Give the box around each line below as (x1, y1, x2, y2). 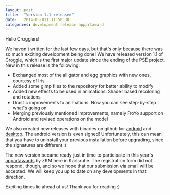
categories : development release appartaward (5, 22, 104, 27)
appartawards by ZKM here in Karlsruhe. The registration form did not (5, 158, 152, 164)
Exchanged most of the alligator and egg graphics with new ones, (12, 72, 151, 79)
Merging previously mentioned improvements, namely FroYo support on (12, 110, 163, 116)
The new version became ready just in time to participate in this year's (5, 152, 153, 158)
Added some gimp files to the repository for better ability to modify (12, 83, 154, 89)
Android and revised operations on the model (12, 116, 108, 122)
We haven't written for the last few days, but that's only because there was (5, 46, 163, 52)
